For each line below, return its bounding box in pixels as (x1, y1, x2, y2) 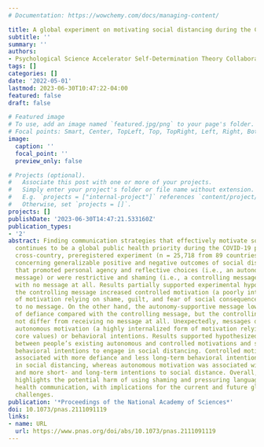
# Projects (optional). (8, 171, 86, 179)
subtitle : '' (8, 33, 51, 41)
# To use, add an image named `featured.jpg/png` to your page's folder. (8, 120, 255, 128)
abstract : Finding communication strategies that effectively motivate (8, 237, 247, 245)
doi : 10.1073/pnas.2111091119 (8, 405, 108, 413)
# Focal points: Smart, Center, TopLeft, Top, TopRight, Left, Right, (8, 127, 244, 136)
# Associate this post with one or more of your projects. (8, 179, 213, 187)
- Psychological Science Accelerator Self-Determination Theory (8, 55, 223, 63)
